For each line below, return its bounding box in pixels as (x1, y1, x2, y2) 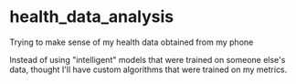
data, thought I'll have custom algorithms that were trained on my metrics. (9, 64, 288, 75)
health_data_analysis (9, 6, 174, 27)
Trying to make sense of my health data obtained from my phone (9, 37, 254, 47)
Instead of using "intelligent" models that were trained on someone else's (9, 54, 286, 65)
